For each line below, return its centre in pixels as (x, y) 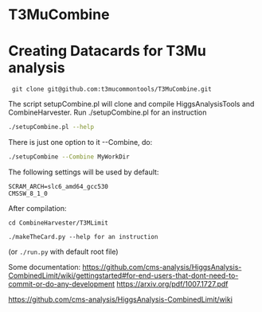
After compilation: (37, 208)
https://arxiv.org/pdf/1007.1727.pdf (172, 283)
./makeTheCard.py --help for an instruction (83, 236)
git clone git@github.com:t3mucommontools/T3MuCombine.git (112, 89)
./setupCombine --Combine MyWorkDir (69, 157)
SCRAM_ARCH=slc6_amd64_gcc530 (59, 186)
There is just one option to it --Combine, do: (80, 142)
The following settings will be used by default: (84, 172)
